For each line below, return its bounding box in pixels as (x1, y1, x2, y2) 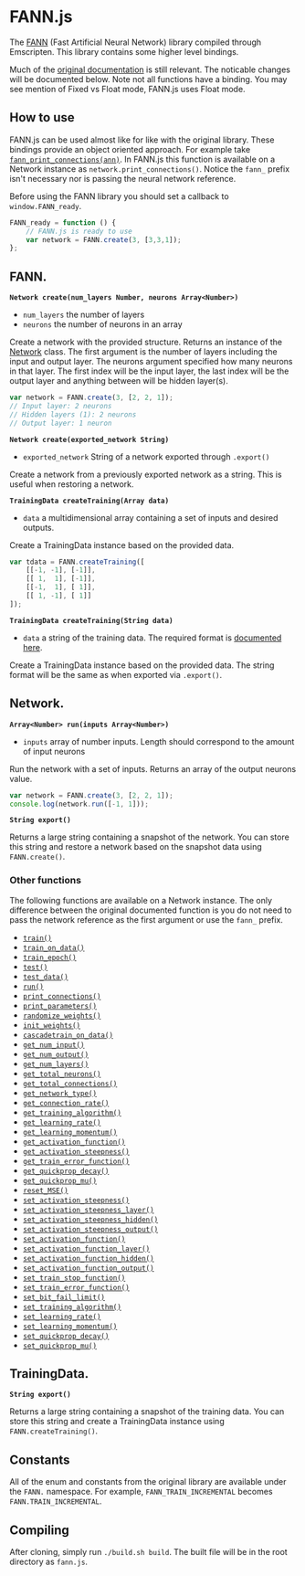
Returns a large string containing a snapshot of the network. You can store (9, 831, 289, 842)
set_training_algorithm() (22, 1302, 121, 1312)
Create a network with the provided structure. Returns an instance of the (9, 336, 283, 348)
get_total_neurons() (22, 1069, 101, 1079)
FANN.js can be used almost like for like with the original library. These (9, 134, 275, 145)
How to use (9, 110, 75, 125)
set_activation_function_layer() (22, 1244, 151, 1253)
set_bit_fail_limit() (22, 1293, 105, 1302)
